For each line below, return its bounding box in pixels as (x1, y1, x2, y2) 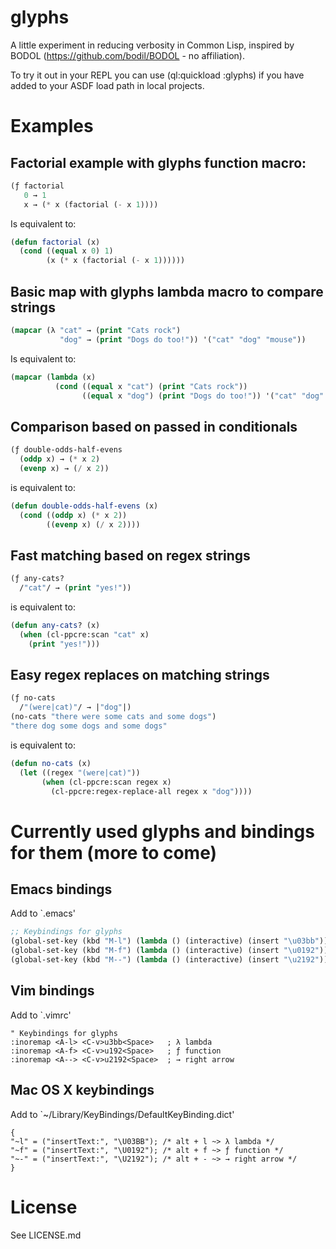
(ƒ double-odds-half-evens (10, 445, 123, 455)
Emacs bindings (10, 881, 113, 898)
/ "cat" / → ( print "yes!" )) (19, 583, 132, 593)
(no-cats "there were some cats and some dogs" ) (10, 712, 217, 722)
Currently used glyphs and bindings (10, 820, 315, 843)
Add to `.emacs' (10, 907, 76, 920)
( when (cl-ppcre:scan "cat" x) (19, 629, 150, 640)
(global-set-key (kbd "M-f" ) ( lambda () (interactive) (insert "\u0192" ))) (10, 946, 333, 956)
